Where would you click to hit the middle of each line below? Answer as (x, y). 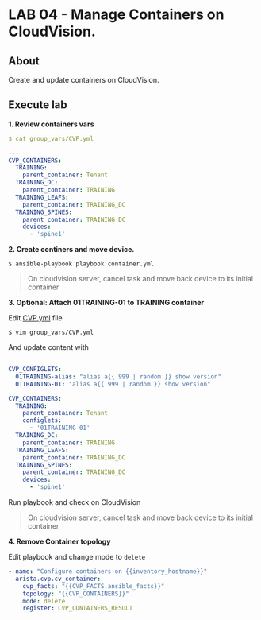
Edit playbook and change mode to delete (77, 557)
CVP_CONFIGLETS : (35, 370)
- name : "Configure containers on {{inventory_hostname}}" (108, 572)
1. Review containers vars (51, 124)
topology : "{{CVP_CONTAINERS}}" (76, 594)
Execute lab (38, 105)
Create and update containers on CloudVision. (84, 80)
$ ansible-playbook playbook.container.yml (81, 264)
